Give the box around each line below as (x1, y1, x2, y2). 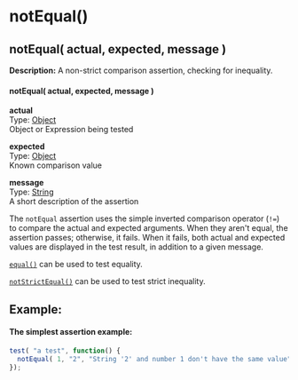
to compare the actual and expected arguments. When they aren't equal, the (9, 223, 288, 234)
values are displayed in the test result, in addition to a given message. (9, 241, 264, 252)
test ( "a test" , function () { (9, 346, 122, 355)
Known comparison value (9, 160, 102, 170)
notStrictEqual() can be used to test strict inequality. (9, 276, 206, 287)
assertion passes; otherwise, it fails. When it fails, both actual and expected (9, 233, 286, 243)
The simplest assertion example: (9, 327, 133, 337)
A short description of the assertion (9, 196, 139, 207)
